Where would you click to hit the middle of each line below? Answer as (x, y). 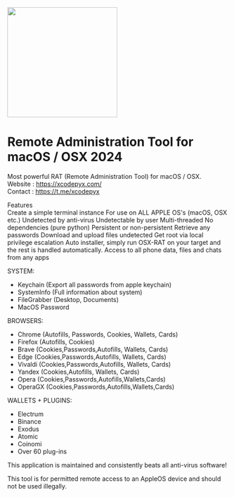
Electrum (31, 414)
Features (20, 205)
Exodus (28, 429)
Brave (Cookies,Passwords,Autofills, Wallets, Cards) (93, 349)
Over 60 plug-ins (42, 451)
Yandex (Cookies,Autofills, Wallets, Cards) (78, 372)
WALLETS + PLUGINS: (40, 400)
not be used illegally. (37, 486)
